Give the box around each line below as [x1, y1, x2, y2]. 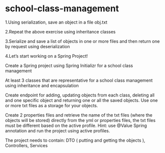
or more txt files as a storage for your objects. [5, 102, 99, 108]
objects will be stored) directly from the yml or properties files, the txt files [5, 117, 156, 123]
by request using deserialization [5, 43, 70, 49]
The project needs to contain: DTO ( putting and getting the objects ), [5, 137, 145, 143]
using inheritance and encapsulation [5, 82, 79, 89]
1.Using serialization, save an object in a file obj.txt [5, 19, 107, 25]
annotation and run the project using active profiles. [5, 127, 110, 133]
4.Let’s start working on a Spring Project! [5, 53, 88, 59]
